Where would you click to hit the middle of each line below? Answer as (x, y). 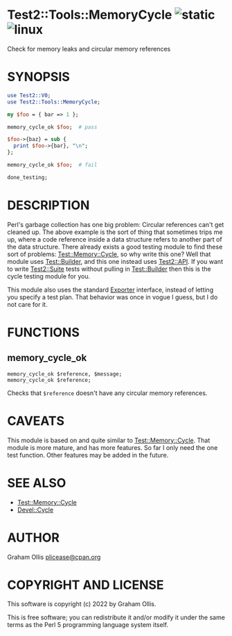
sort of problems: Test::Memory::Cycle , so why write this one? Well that (109, 254)
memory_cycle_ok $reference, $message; (65, 374)
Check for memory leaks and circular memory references (89, 49)
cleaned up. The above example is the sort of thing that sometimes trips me (115, 232)
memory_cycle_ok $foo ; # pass (52, 127)
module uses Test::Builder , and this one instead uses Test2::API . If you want (115, 261)
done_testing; (28, 177)
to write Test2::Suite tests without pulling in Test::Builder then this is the (109, 269)
